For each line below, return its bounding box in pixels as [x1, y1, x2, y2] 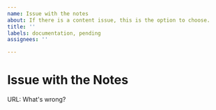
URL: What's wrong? [7, 95, 66, 104]
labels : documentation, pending [7, 29, 101, 37]
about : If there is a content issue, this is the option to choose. [7, 17, 210, 24]
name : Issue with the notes [7, 10, 89, 17]
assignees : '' [7, 36, 49, 43]
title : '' [7, 23, 36, 30]
